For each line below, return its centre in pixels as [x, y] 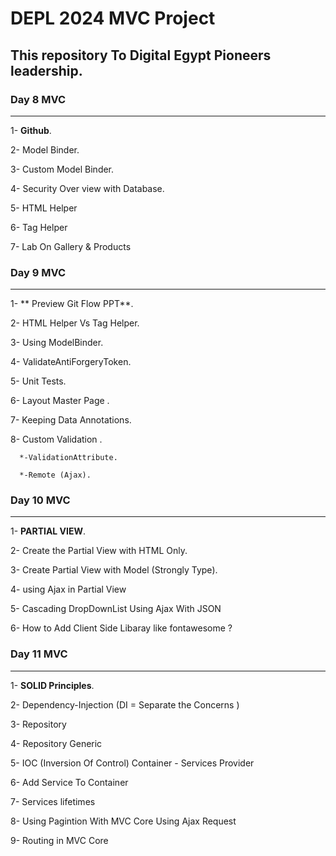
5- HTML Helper [44, 208]
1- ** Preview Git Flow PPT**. [72, 304]
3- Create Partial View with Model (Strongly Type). [114, 570]
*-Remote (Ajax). [55, 475]
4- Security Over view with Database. [87, 188]
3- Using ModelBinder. [57, 343]
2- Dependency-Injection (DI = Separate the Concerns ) [125, 704]
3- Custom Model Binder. [62, 169]
